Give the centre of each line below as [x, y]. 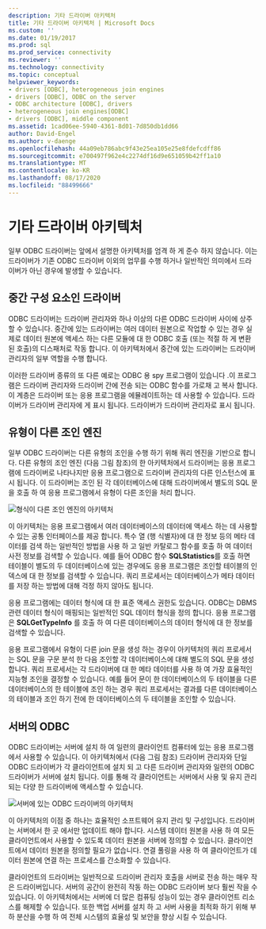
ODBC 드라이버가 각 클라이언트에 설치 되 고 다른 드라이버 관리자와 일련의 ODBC [131, 767]
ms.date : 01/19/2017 [42, 38]
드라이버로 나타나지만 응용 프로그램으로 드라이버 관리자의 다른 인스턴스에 [135, 472]
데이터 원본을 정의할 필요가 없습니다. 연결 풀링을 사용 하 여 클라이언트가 [139, 850]
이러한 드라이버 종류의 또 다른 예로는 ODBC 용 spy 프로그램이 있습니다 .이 [122, 375]
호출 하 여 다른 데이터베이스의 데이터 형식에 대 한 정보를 [167, 623]
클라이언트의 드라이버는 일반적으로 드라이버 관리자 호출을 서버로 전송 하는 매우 [129, 877]
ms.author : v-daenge [42, 141]
